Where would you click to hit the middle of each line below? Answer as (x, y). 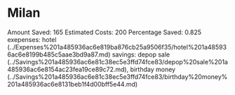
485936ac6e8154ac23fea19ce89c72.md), (68, 69)
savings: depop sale (141, 54)
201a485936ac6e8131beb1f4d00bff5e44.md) (73, 84)
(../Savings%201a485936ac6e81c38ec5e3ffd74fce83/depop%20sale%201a (117, 61)
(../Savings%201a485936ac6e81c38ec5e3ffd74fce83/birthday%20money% (117, 76)
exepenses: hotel (32, 39)
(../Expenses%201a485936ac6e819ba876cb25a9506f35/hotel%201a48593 (117, 47)
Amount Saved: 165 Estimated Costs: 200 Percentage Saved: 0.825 (105, 32)
